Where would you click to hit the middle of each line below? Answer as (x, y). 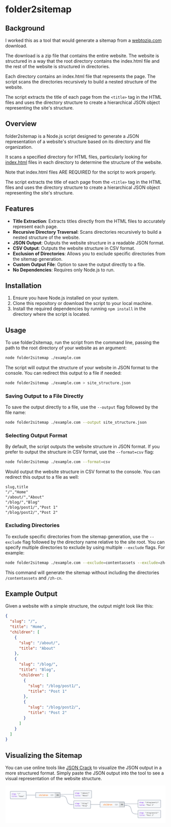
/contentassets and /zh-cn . (34, 578)
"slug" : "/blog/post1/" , (54, 686)
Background (25, 28)
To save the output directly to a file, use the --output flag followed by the (82, 407)
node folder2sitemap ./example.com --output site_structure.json (76, 423)
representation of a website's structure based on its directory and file (78, 142)
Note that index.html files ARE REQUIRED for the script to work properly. (81, 172)
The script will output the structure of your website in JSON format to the (82, 368)
